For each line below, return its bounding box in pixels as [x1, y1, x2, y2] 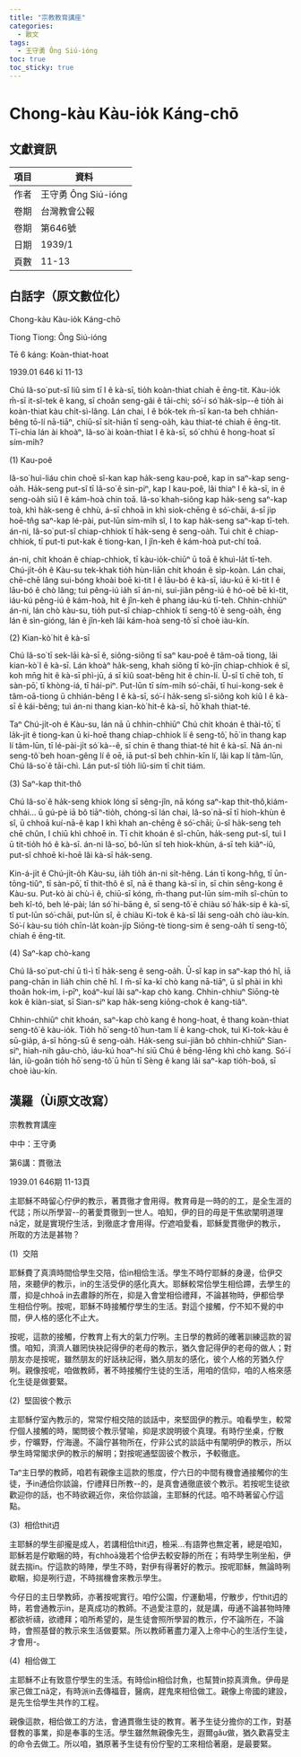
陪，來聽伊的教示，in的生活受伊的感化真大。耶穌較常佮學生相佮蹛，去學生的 [9, 1278, 291, 1289]
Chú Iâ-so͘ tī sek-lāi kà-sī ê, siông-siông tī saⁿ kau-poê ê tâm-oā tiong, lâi [9, 650, 278, 660]
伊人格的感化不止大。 [24, 1312, 104, 1323]
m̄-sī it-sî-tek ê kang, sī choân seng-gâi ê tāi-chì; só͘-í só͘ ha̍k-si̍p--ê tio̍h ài [9, 395, 284, 406]
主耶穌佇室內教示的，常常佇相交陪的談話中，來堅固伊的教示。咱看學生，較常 [9, 1414, 292, 1425]
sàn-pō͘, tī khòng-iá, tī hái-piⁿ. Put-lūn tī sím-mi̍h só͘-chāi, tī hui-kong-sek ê [9, 679, 284, 691]
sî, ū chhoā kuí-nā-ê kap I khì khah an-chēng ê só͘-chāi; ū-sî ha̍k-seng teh [9, 817, 281, 828]
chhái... [9, 807, 37, 817]
